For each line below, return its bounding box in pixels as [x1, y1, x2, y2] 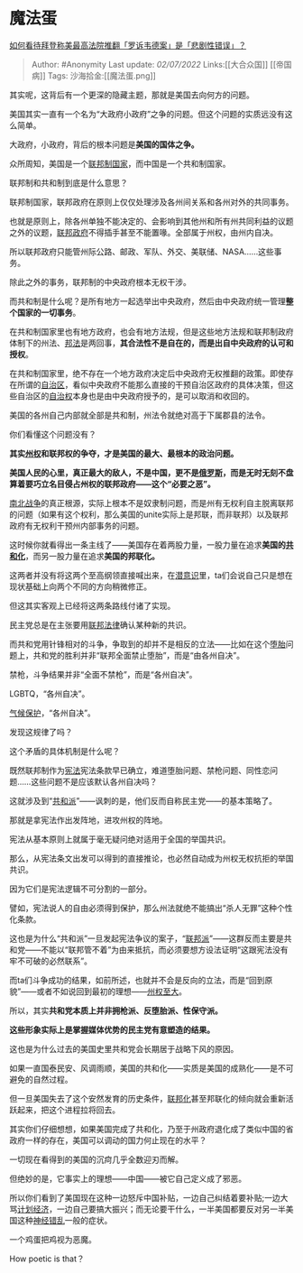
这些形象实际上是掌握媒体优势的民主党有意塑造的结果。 [9, 1024, 215, 1035]
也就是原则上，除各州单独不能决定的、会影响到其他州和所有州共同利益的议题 [9, 216, 294, 226]
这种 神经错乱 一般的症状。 [16, 1214, 113, 1225]
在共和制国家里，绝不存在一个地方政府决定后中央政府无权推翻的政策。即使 [9, 367, 286, 379]
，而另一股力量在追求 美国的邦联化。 [25, 550, 160, 561]
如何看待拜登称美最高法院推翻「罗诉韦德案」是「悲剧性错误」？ [9, 40, 246, 51]
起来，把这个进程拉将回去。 [16, 1104, 120, 1115]
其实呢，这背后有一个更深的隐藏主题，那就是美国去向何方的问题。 [9, 89, 254, 100]
